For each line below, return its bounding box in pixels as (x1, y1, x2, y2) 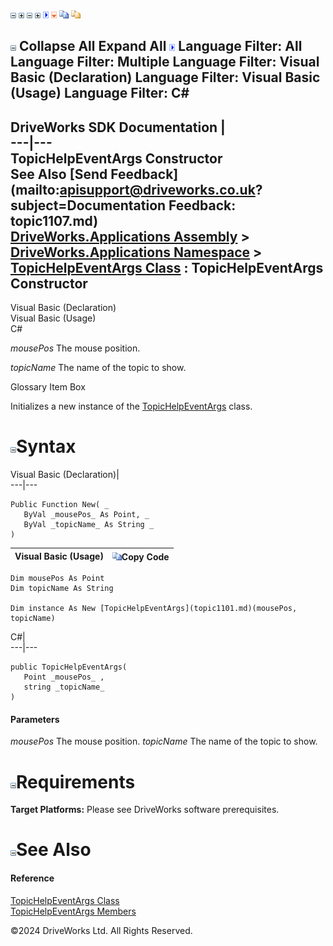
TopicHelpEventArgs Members (10, 905, 137, 917)
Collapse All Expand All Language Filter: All (18, 38, 303, 55)
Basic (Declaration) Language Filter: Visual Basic (10, 69, 321, 86)
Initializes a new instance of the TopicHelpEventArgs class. (10, 400, 253, 413)
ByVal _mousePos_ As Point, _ (23, 510, 150, 520)
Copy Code (121, 550, 170, 563)
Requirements (16, 770, 136, 793)
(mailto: (10, 181, 60, 198)
